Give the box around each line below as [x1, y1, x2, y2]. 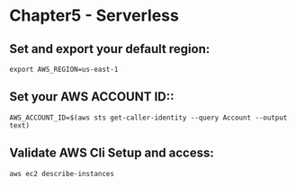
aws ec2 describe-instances [9, 169, 115, 178]
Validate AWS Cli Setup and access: [9, 146, 214, 161]
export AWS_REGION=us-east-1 [9, 65, 119, 74]
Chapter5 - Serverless [9, 5, 180, 26]
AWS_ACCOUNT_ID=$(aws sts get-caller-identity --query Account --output [9, 113, 288, 122]
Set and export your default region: [9, 41, 211, 57]
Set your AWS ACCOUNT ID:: [9, 89, 175, 104]
